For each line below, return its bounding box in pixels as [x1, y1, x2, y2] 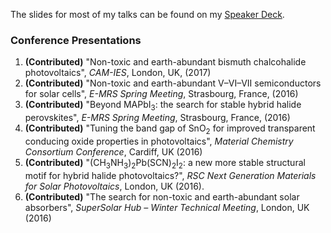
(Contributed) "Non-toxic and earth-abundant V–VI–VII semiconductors [24, 77, 322, 89]
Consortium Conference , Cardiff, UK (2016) [24, 145, 203, 158]
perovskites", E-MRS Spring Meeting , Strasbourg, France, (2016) [24, 112, 291, 124]
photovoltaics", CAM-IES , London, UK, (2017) [24, 67, 212, 79]
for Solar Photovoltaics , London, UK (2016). [24, 180, 205, 192]
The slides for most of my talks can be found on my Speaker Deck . [10, 9, 285, 20]
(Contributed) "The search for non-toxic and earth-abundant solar [24, 190, 300, 203]
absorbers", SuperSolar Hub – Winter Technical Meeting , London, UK [24, 201, 310, 213]
